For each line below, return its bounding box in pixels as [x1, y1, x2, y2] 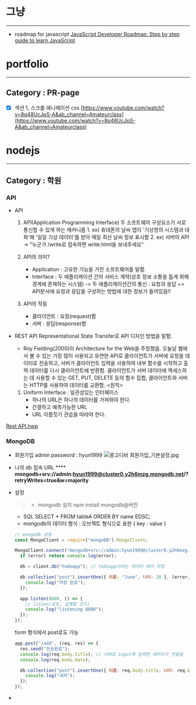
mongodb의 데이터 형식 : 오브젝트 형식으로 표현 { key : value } [23, 520, 166, 527]
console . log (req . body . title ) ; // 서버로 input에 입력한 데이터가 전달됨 [20, 651, 183, 657]
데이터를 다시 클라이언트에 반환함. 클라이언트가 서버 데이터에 [29, 367, 167, 374]
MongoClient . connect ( [14, 547, 68, 554]
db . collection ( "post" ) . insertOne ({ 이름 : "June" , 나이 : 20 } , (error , [20, 574, 191, 580]
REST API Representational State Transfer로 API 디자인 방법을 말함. [14, 332, 173, 340]
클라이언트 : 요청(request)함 [32, 313, 96, 320]
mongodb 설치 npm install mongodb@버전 [37, 501, 138, 508]
